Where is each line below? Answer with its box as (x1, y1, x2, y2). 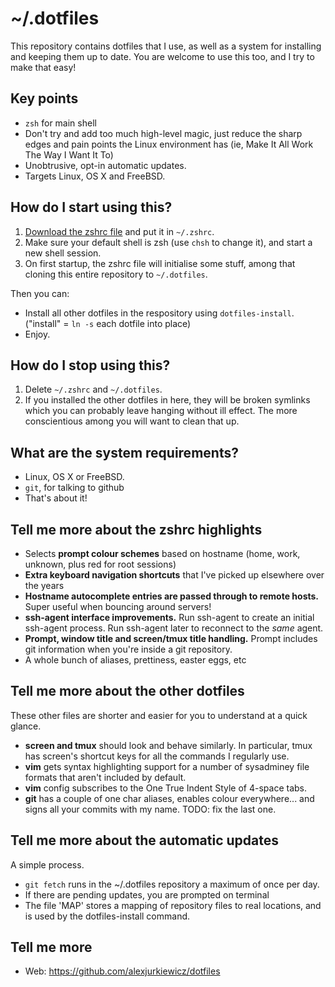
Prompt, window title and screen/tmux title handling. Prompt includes (24, 633, 318, 644)
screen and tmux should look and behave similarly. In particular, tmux (24, 739, 313, 751)
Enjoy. (24, 328, 51, 340)
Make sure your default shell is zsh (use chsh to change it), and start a (24, 236, 313, 248)
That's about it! (24, 492, 88, 504)
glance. (10, 720, 42, 732)
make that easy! (10, 61, 77, 73)
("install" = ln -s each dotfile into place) (24, 317, 192, 329)
